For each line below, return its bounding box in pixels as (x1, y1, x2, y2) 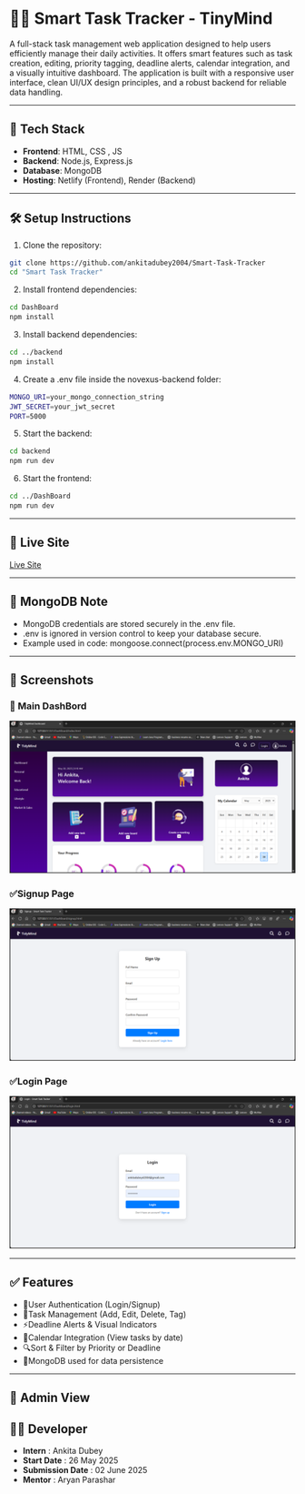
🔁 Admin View (9, 1390, 91, 1406)
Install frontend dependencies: (22, 284, 138, 295)
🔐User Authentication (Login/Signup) (22, 1298, 161, 1309)
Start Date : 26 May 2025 (22, 1455, 119, 1466)
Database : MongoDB (22, 165, 103, 176)
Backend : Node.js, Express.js (22, 155, 133, 167)
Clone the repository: (22, 239, 103, 250)
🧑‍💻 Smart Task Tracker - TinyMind (9, 8, 273, 29)
